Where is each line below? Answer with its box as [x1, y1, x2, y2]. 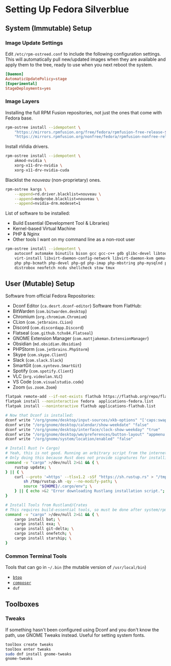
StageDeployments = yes [5, 86, 51, 91]
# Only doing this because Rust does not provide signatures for [5, 456, 147, 461]
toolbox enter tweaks [5, 647, 51, 652]
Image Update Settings [5, 39, 63, 46]
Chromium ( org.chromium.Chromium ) [12, 314, 88, 320]
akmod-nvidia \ [14, 158, 47, 163]
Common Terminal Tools [5, 553, 67, 560]
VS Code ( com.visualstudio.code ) [12, 379, 84, 385]
